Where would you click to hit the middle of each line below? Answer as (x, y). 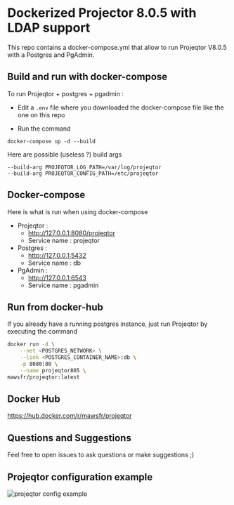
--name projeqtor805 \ (53, 370)
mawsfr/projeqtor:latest (44, 377)
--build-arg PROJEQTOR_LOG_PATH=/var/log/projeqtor (84, 167)
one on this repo (41, 114)
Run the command (44, 129)
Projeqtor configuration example (80, 477)
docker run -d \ (31, 345)
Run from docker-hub (56, 307)
